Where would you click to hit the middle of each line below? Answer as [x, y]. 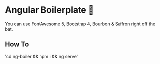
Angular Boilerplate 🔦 [50, 10]
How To [17, 45]
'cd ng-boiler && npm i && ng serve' [41, 56]
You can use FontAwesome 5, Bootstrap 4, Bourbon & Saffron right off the [80, 24]
